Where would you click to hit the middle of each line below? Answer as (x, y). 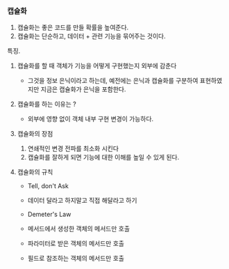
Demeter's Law (49, 215)
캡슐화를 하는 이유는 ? (46, 104)
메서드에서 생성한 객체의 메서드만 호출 (79, 229)
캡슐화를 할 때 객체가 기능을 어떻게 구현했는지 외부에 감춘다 (97, 66)
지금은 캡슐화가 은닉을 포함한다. (83, 89)
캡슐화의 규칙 (35, 172)
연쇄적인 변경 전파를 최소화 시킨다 (73, 148)
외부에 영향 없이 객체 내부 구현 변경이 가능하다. (91, 119)
